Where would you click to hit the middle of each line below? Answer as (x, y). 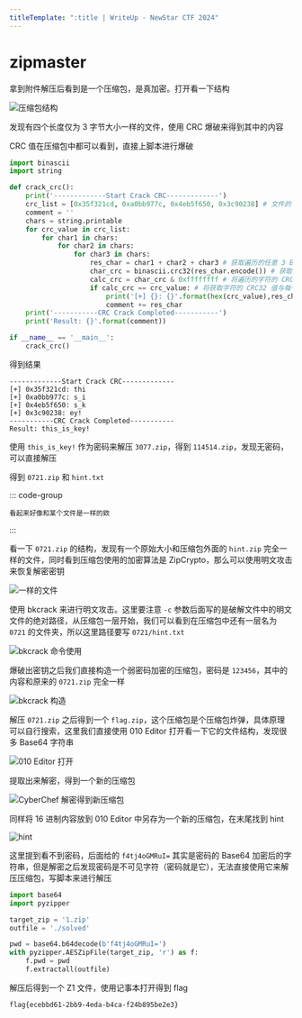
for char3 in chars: (112, 254)
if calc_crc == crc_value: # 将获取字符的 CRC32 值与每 (190, 288)
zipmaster (48, 62)
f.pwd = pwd (48, 961)
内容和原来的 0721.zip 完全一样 (67, 681)
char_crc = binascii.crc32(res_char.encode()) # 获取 (191, 271)
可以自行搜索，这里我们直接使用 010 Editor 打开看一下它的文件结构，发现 (144, 731)
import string (36, 171)
